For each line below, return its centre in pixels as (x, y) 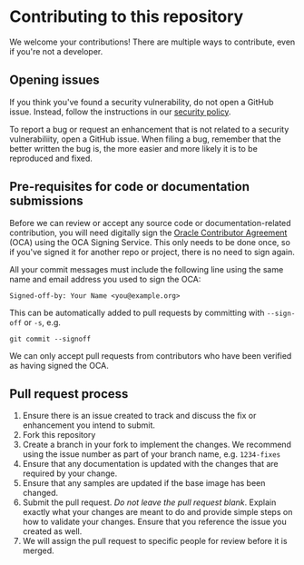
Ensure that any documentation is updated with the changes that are (150, 464)
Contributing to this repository (127, 17)
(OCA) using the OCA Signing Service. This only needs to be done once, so (150, 242)
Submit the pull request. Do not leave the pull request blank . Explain (149, 502)
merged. (38, 550)
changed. (40, 493)
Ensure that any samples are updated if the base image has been (144, 483)
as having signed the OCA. (59, 365)
